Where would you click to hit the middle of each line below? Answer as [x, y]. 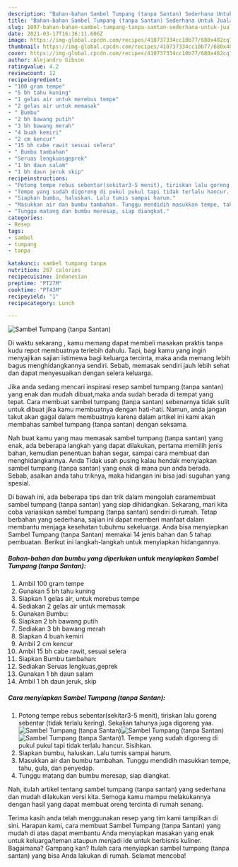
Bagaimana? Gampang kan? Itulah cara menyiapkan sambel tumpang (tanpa [119, 848]
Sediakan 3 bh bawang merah [62, 629]
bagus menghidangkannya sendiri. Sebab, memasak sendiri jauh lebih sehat [119, 366]
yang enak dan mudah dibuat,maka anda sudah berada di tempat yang [111, 394]
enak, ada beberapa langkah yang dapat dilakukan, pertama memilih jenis [115, 446]
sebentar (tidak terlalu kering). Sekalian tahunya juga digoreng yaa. [116, 723]
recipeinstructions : [38, 178]
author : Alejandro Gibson [46, 60]
